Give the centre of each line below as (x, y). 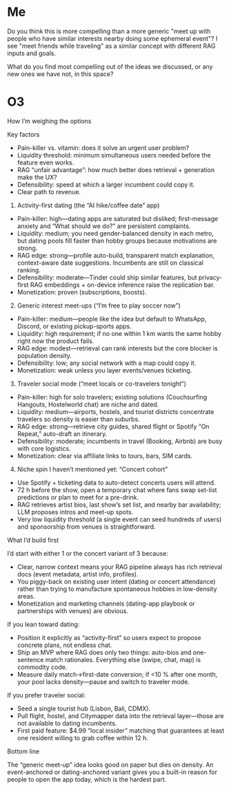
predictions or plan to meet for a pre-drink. (78, 497)
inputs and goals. (32, 53)
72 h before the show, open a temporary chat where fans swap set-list (117, 490)
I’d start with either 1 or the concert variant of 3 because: (88, 553)
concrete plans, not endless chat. (64, 645)
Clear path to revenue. (49, 191)
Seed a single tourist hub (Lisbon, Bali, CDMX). (83, 708)
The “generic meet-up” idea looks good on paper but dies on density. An (110, 764)
